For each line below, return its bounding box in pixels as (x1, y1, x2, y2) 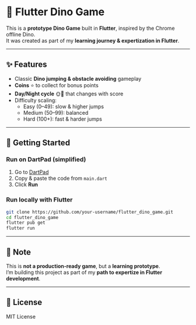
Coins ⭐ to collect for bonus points (14, 81, 99, 88)
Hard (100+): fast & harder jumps (23, 115, 102, 122)
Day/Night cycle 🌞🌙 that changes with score (14, 90, 124, 97)
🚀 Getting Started (6, 138, 71, 148)
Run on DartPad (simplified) (6, 155, 86, 163)
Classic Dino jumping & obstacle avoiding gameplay (14, 75, 142, 82)
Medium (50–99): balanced (23, 109, 89, 116)
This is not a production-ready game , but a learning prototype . (6, 263, 160, 270)
